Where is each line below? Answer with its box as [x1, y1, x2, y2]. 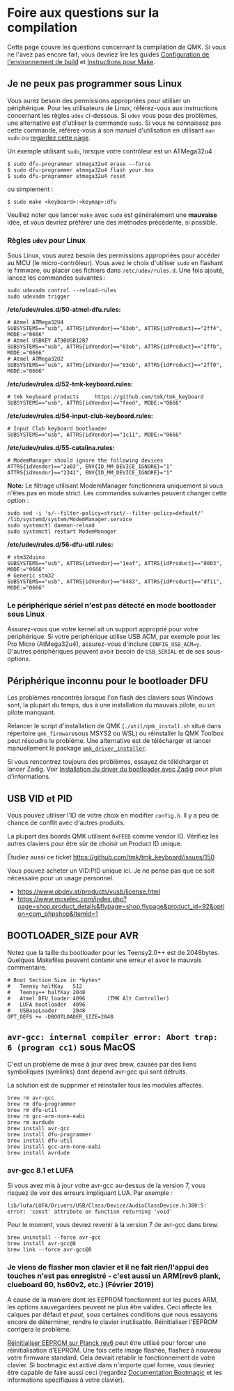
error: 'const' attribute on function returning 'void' [7, 1208, 173, 1215]
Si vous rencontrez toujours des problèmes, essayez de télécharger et [7, 758, 209, 766]
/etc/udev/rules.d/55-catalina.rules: [7, 444, 115, 452]
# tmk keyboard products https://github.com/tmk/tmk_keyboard [7, 393, 204, 400]
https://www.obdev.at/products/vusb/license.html [17, 887, 161, 896]
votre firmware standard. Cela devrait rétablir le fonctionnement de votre [7, 1353, 216, 1362]
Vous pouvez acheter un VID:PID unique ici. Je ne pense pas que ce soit [7, 866, 214, 875]
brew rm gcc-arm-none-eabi [7, 1113, 86, 1120]
